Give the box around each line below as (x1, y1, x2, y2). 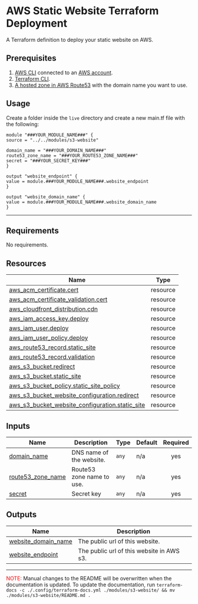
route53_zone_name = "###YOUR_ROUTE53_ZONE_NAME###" (6, 152, 138, 159)
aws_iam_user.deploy (9, 324, 69, 333)
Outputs (6, 510, 37, 520)
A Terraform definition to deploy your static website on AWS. (6, 36, 153, 43)
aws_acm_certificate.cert (9, 286, 78, 294)
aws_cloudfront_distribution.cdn (9, 305, 98, 313)
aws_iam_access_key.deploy (9, 314, 89, 323)
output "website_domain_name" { (6, 193, 85, 200)
